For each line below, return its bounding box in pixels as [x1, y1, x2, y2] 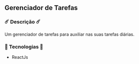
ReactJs [11, 54, 28, 60]
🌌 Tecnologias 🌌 [4, 43, 43, 50]
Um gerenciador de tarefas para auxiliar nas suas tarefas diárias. [4, 31, 135, 37]
